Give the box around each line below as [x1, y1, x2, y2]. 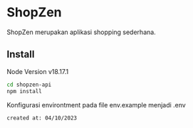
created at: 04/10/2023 [6, 114, 78, 122]
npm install [6, 87, 42, 95]
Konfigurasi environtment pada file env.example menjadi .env [6, 100, 186, 109]
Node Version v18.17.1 [6, 67, 69, 75]
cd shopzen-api [6, 81, 52, 88]
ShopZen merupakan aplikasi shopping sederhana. [6, 28, 156, 36]
